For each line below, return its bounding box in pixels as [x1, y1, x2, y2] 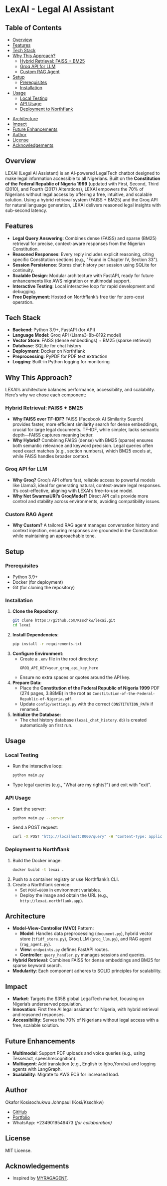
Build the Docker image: [12, 857, 62, 863]
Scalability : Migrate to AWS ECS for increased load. [12, 1071, 120, 1077]
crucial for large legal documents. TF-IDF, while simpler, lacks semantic [12, 426, 160, 432]
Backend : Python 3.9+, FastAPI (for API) [12, 327, 96, 333]
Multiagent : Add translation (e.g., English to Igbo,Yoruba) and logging [12, 1061, 156, 1067]
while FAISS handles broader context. [12, 453, 90, 459]
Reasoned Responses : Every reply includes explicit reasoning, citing [12, 251, 154, 257]
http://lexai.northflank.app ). [19, 897, 84, 903]
